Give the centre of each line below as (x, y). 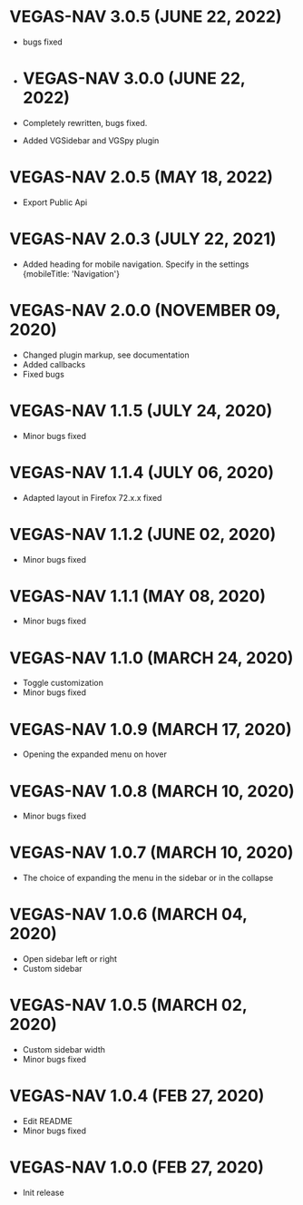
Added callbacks (54, 364)
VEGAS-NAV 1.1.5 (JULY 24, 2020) (141, 411)
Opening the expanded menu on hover (95, 754)
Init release (44, 1192)
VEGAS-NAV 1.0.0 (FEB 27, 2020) (137, 1167)
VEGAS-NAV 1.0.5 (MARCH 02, (128, 1005)
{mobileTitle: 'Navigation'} (71, 273)
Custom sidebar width (64, 1050)
